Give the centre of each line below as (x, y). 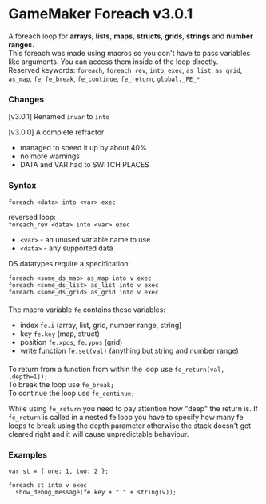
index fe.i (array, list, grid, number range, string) (101, 326)
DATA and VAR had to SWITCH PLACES (85, 165)
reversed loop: (32, 217)
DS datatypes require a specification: (69, 263)
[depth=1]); (28, 377)
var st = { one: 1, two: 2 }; (59, 472)
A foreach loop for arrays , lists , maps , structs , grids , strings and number (131, 36)
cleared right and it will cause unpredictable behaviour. (99, 434)
